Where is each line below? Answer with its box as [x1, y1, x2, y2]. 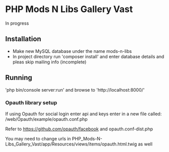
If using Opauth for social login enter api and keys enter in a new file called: [5, 111, 162, 117]
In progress [5, 20, 29, 26]
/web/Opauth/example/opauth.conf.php [5, 116, 88, 122]
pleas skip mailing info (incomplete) [12, 59, 87, 65]
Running [5, 73, 33, 82]
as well [138, 141, 153, 147]
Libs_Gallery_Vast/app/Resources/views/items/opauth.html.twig [5, 141, 137, 147]
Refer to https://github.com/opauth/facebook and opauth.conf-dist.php [5, 126, 153, 132]
